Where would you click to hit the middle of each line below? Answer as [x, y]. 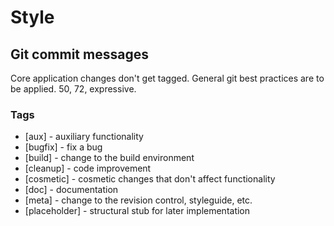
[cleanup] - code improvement [88, 168]
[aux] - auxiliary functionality [84, 137]
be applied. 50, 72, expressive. [73, 89]
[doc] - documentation [71, 190]
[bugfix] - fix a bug [63, 147]
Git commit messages [79, 54]
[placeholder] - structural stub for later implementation [137, 211]
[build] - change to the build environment [109, 158]
